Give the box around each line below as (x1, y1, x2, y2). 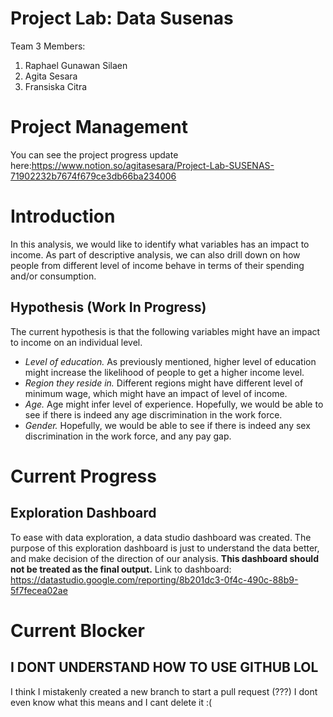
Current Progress (10, 465, 157, 487)
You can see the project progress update (10, 148, 179, 161)
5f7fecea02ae (10, 584, 68, 596)
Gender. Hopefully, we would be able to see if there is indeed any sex (24, 419, 311, 431)
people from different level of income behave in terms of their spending (10, 259, 305, 271)
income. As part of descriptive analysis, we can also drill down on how (10, 248, 301, 261)
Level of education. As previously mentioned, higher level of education (24, 355, 317, 367)
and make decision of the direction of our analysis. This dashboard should (10, 552, 319, 564)
